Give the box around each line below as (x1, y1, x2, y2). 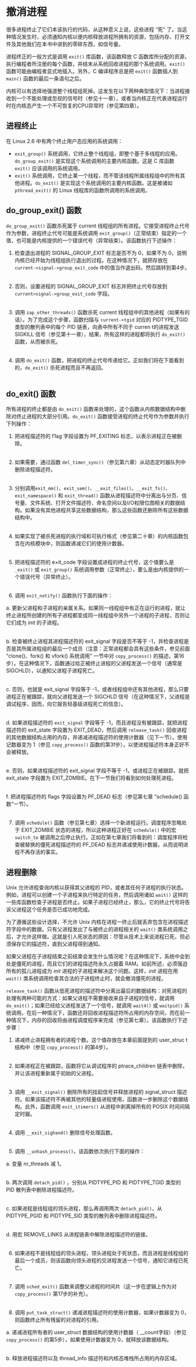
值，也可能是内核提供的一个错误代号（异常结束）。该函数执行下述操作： (6, 237, 177, 244)
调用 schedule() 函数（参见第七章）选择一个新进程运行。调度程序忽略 (14, 819, 182, 827)
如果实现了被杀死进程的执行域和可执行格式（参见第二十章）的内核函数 (14, 533, 184, 540)
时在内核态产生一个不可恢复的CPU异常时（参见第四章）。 (6, 102, 142, 109)
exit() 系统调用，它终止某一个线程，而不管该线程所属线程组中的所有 (14, 172, 180, 179)
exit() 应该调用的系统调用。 (14, 165, 83, 172)
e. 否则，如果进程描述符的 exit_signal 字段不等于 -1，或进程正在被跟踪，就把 (6, 767, 189, 774)
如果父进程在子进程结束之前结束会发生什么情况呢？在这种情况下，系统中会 (6, 953, 185, 960)
